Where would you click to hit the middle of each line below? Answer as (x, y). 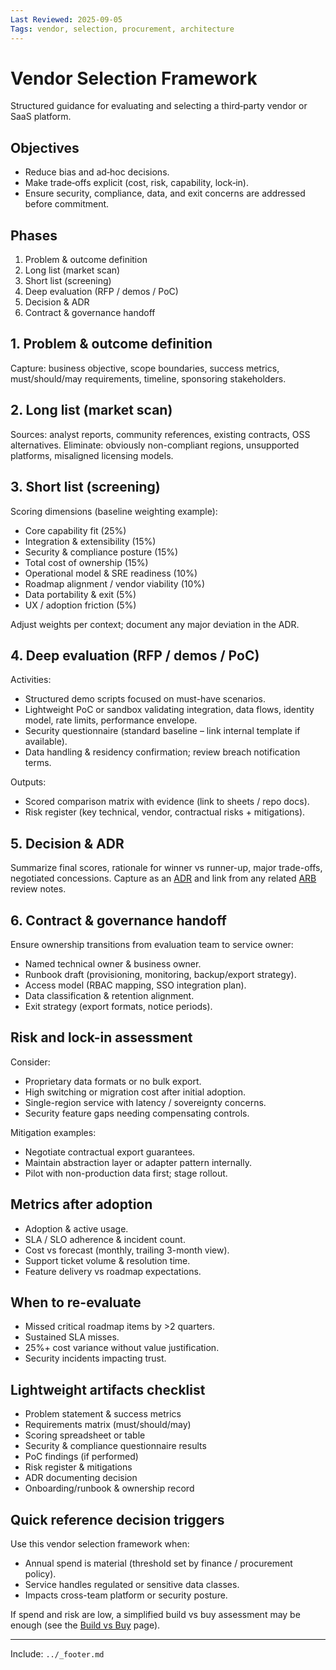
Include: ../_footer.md (57, 1654)
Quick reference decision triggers (117, 1519)
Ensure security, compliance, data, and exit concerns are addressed (165, 193)
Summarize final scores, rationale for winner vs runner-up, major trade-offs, (166, 868)
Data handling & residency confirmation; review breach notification (162, 752)
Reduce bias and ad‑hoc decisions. (97, 172)
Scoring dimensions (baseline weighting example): (114, 511)
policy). (40, 1574)
